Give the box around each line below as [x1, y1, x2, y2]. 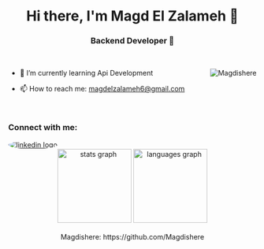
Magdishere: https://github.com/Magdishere [60, 232, 205, 241]
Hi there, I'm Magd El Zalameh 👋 [26, 7, 239, 25]
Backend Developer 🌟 [90, 35, 175, 46]
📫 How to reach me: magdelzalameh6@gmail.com [19, 84, 185, 94]
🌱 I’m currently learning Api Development [19, 69, 154, 78]
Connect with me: [8, 122, 78, 133]
